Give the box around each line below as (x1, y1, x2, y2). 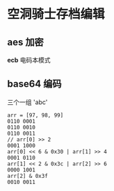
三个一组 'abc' (7, 98, 48, 106)
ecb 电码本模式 (7, 56, 51, 64)
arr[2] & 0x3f (7, 172, 49, 179)
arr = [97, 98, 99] (7, 112, 64, 119)
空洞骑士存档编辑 (7, 6, 106, 22)
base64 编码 (7, 78, 62, 90)
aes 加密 (7, 36, 44, 48)
